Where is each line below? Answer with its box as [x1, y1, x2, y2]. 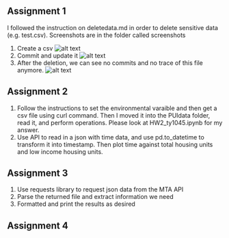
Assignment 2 [7, 85, 68, 98]
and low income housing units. [16, 147, 104, 156]
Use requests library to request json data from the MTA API [16, 185, 184, 194]
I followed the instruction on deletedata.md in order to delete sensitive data [7, 23, 219, 31]
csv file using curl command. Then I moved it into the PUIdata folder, [16, 111, 211, 119]
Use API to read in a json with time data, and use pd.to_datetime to [16, 133, 205, 141]
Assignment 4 [7, 220, 68, 231]
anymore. [16, 66, 44, 74]
